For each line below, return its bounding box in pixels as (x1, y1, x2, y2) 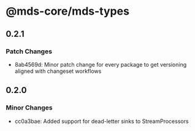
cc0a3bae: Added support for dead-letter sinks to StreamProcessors (14, 118, 189, 125)
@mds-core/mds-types (6, 4, 130, 18)
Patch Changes (6, 47, 53, 56)
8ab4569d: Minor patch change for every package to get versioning (14, 61, 187, 68)
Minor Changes (6, 103, 53, 112)
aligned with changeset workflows (14, 67, 102, 75)
